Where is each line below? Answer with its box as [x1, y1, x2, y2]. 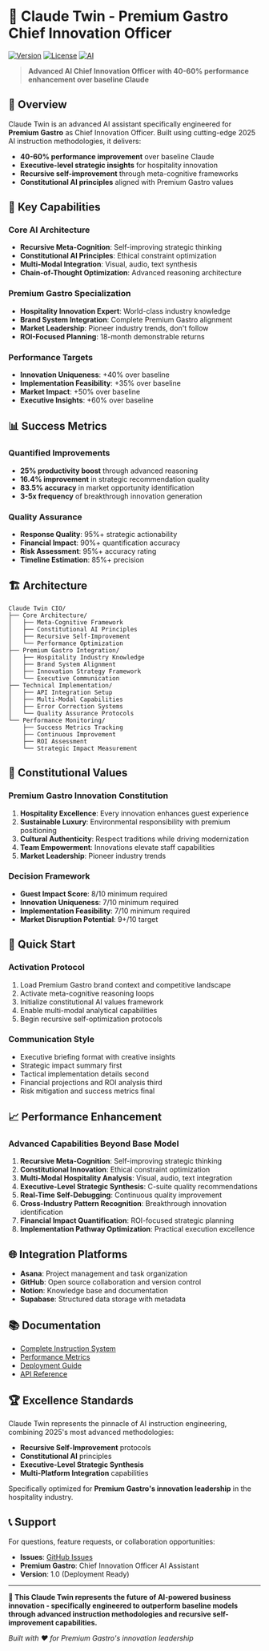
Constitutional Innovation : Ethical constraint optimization [19, 1164, 211, 1175]
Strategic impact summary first [19, 1060, 122, 1070]
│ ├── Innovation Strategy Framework [8, 667, 142, 675]
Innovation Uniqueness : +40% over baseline [19, 370, 171, 379]
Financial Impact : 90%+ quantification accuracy [19, 538, 181, 547]
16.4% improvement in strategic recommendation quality [19, 474, 210, 483]
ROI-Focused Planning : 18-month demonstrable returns [19, 331, 206, 341]
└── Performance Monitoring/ [8, 716, 106, 724]
